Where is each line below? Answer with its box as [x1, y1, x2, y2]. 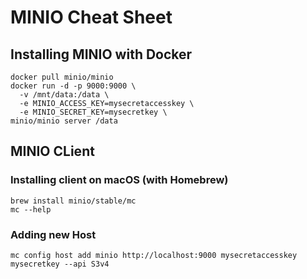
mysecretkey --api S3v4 [10, 259, 110, 269]
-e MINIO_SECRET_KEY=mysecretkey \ [19, 107, 168, 117]
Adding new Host [10, 227, 97, 241]
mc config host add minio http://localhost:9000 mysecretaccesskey [10, 250, 298, 260]
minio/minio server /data [10, 116, 118, 126]
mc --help [10, 204, 52, 215]
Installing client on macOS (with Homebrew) [10, 173, 229, 187]
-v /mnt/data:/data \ [19, 90, 110, 100]
